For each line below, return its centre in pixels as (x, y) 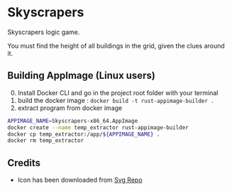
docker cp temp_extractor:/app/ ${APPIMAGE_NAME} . (84, 134)
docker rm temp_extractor (45, 141)
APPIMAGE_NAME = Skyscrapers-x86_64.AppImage (73, 121)
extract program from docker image (70, 108)
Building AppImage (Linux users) (82, 76)
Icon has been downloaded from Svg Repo (80, 180)
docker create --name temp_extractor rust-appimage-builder (98, 127)
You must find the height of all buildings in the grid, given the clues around (116, 45)
